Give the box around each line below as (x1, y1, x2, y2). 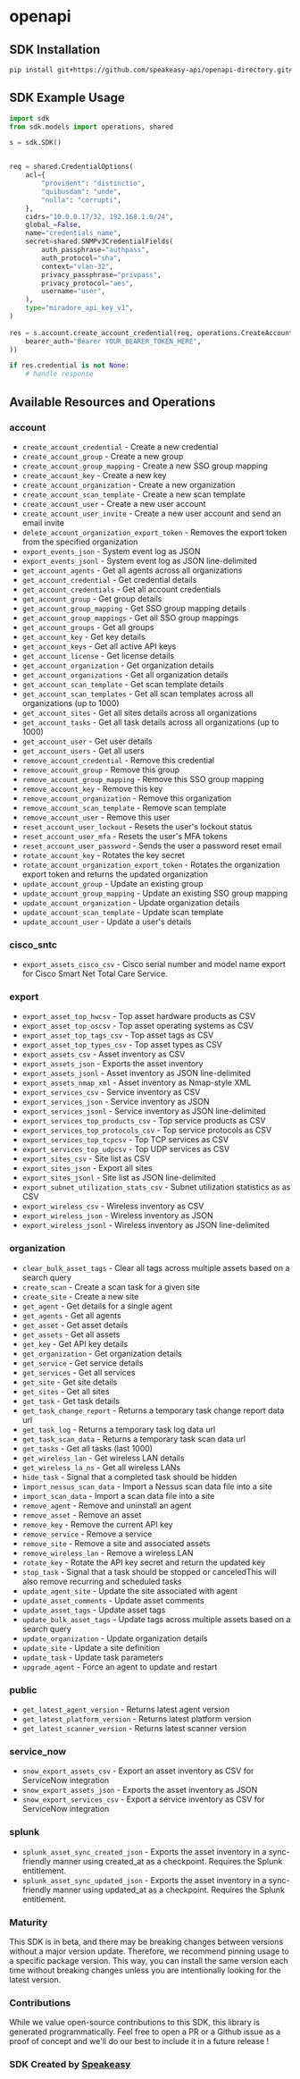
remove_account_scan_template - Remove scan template (21, 802, 227, 812)
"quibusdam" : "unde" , (41, 187, 122, 196)
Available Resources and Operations (9, 394, 216, 409)
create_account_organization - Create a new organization (21, 479, 236, 490)
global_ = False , (25, 221, 82, 230)
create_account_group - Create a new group (21, 450, 184, 461)
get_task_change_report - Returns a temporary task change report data (21, 1405, 285, 1416)
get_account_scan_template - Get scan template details (21, 678, 225, 689)
